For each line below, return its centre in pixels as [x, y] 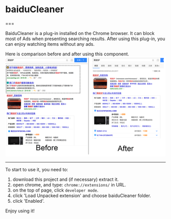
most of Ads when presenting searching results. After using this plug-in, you [85, 39]
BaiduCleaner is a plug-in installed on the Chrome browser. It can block [80, 33]
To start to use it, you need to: [37, 169]
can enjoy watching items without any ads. [50, 44]
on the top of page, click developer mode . [55, 190]
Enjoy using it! [20, 211]
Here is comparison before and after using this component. [67, 54]
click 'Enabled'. [28, 201]
